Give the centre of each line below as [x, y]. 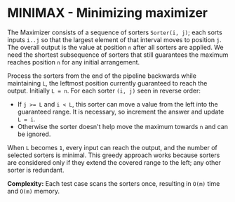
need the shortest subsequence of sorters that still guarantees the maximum [118, 55]
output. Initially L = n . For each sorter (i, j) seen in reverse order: [104, 90]
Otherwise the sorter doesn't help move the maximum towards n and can [122, 126]
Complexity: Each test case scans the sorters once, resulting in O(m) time [114, 183]
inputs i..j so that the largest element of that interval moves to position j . [114, 39]
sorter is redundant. [36, 170]
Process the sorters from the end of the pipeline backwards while [102, 76]
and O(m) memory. [34, 191]
